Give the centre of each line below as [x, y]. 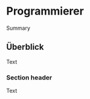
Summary [18, 28]
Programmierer [45, 11]
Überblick [25, 47]
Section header [29, 77]
